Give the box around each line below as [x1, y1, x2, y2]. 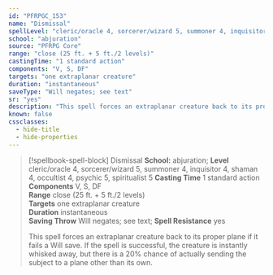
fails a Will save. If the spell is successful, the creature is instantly [28, 240, 248, 250]
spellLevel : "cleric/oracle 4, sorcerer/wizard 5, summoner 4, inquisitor [8, 27, 267, 35]
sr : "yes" [8, 95, 42, 103]
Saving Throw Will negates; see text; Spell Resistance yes [28, 216, 226, 225]
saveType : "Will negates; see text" [8, 87, 132, 96]
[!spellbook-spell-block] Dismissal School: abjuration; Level [28, 155, 229, 165]
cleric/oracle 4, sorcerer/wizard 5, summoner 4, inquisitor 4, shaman [28, 164, 258, 173]
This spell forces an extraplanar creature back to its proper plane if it [28, 231, 258, 241]
